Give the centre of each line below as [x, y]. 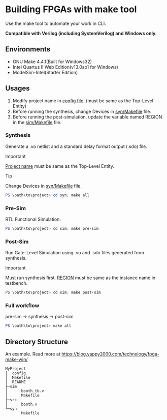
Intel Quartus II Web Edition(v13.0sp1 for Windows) [65, 67]
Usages [18, 88]
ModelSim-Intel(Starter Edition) [45, 72]
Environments [28, 49]
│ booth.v [21, 404]
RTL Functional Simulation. [33, 219]
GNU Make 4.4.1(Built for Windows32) [52, 62]
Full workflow [22, 305]
